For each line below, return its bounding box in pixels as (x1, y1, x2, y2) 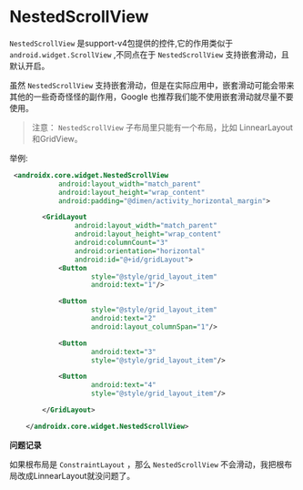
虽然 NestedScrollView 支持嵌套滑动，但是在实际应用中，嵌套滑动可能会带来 (9, 79, 295, 90)
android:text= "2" (90, 314, 157, 323)
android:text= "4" (90, 381, 157, 390)
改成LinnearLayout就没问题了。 (16, 470, 135, 481)
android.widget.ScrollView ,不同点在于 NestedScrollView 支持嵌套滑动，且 (9, 48, 289, 60)
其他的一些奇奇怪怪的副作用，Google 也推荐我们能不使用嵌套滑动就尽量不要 (9, 91, 294, 102)
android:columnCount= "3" (74, 239, 169, 248)
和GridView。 (31, 133, 84, 144)
